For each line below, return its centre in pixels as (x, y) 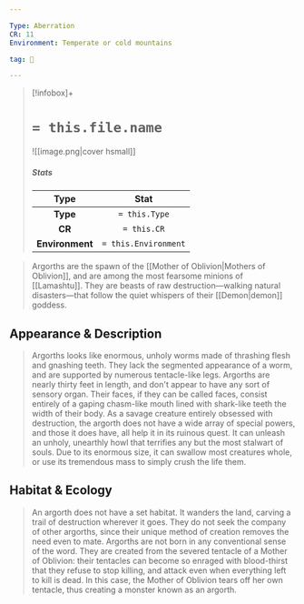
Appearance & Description (86, 333)
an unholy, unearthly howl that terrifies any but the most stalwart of (157, 442)
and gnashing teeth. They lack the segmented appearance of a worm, (162, 365)
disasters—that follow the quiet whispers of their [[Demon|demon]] (157, 296)
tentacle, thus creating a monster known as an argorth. (134, 589)
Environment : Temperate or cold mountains (91, 43)
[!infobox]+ (53, 93)
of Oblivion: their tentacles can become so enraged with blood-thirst (160, 560)
